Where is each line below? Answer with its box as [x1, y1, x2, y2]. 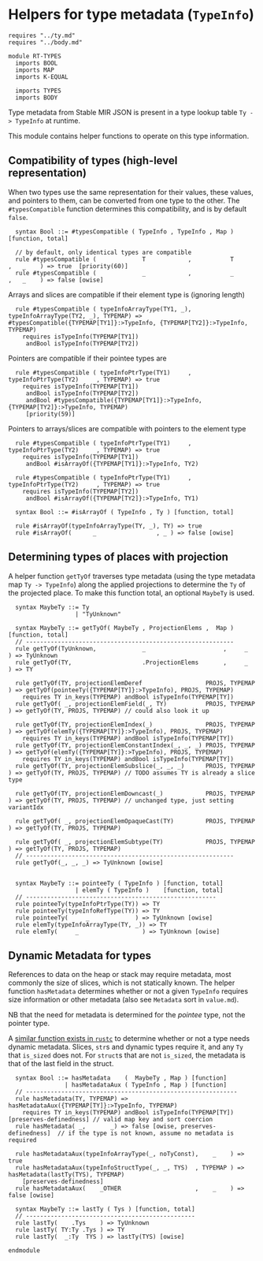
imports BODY [15, 93, 58, 102]
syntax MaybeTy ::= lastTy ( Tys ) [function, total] [15, 1205, 195, 1214]
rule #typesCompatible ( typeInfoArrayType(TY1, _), [15, 305, 192, 313]
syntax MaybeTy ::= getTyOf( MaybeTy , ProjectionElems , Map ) [15, 624, 235, 632]
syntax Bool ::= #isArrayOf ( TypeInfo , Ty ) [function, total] [15, 508, 235, 516]
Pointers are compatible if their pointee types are [8, 353, 167, 363]
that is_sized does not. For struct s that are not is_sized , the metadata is [8, 1050, 246, 1060]
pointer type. [8, 1019, 50, 1028]
